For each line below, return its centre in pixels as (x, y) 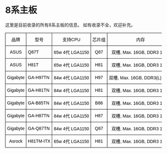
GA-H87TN (39, 115)
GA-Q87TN (39, 128)
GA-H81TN (39, 90)
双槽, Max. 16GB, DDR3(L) (135, 78)
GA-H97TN (39, 77)
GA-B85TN (39, 103)
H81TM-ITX (39, 141)
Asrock (16, 141)
